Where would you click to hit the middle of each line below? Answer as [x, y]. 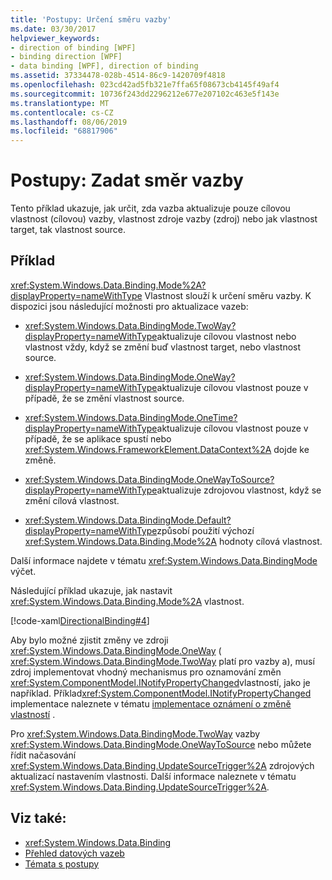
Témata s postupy [62, 863]
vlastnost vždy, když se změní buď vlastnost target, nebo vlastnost [163, 347]
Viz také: [38, 818]
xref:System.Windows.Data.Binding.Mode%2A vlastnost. [127, 601]
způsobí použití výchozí [205, 530]
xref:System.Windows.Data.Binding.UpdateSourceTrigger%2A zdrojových [162, 765]
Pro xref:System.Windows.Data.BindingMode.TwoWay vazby [135, 733]
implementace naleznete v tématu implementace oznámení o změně [151, 703]
